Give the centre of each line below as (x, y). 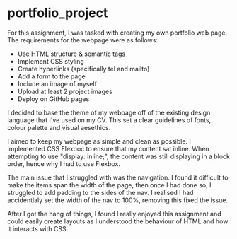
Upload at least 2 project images (65, 91)
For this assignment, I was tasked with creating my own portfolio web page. (117, 33)
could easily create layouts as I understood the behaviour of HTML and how (118, 221)
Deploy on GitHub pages (53, 99)
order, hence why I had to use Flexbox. (64, 163)
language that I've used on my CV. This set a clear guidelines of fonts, (109, 120)
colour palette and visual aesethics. (59, 127)
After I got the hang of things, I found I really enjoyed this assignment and (114, 214)
